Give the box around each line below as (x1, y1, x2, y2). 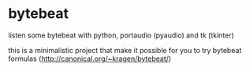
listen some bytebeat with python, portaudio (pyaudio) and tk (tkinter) (8, 30, 234, 40)
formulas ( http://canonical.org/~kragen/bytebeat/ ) (8, 54, 172, 63)
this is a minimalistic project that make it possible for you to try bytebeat (8, 45, 242, 55)
